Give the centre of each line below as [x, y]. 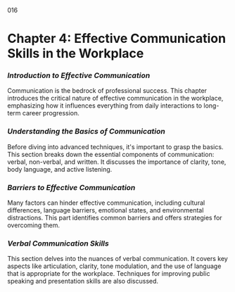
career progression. [51, 113]
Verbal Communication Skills [58, 243]
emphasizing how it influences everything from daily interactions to [105, 106]
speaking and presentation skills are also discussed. [83, 281]
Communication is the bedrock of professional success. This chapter [107, 91]
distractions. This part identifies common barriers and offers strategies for [115, 218]
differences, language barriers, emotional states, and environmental [106, 210]
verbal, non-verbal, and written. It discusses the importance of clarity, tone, [117, 162]
